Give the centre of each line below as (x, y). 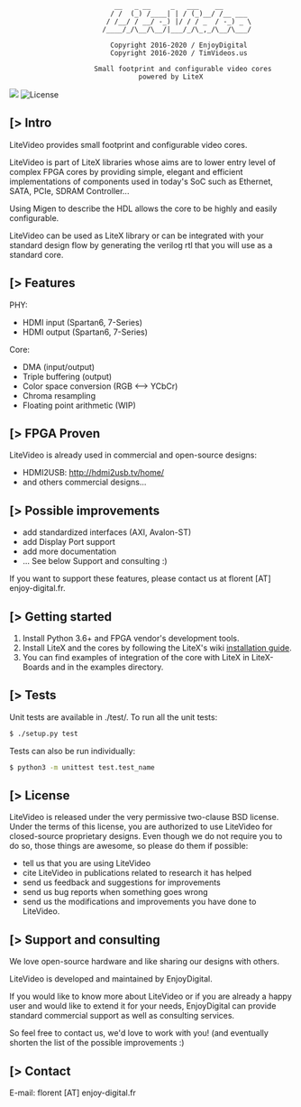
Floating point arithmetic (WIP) (79, 405)
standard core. (36, 254)
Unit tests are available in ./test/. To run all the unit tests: (114, 717)
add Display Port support (68, 542)
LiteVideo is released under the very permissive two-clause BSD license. (144, 817)
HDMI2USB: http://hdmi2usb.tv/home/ (93, 473)
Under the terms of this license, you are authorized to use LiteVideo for (141, 826)
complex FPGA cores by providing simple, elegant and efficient (126, 171)
